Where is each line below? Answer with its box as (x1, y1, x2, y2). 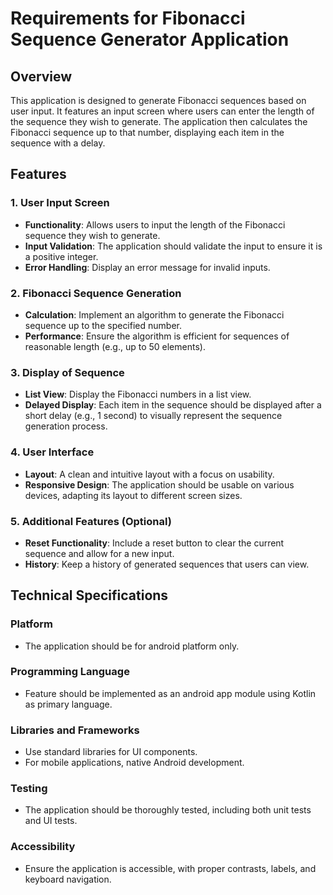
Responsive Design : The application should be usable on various (24, 478, 295, 491)
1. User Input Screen (10, 196, 110, 210)
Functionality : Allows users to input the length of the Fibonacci (24, 218, 286, 231)
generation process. (24, 420, 108, 432)
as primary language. (24, 698, 113, 710)
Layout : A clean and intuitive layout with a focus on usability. (24, 468, 275, 480)
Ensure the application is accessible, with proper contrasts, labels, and (24, 862, 317, 874)
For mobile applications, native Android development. (24, 757, 245, 769)
